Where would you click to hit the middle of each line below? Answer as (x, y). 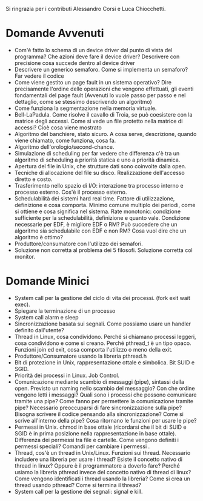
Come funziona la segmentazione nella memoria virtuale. (85, 108)
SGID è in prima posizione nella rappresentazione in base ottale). (95, 433)
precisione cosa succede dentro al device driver (75, 63)
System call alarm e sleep (47, 317)
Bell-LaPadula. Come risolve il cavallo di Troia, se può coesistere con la (103, 114)
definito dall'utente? (39, 330)
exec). (22, 304)
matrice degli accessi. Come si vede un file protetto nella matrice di (98, 121)
